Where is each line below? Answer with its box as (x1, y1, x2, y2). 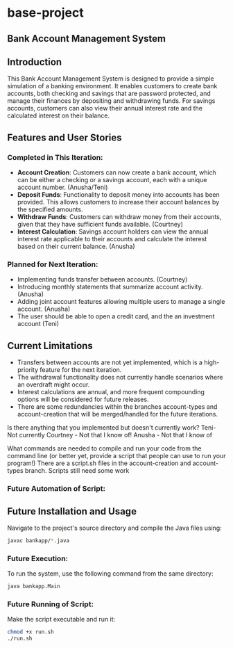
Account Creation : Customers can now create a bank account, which (17, 168, 216, 177)
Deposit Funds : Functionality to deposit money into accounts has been (17, 191, 220, 199)
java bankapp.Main (7, 583, 60, 590)
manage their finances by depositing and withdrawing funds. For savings (7, 97, 216, 105)
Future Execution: (7, 553, 69, 563)
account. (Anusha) (17, 305, 71, 314)
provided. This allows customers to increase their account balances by (17, 198, 220, 206)
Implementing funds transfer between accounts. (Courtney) (17, 275, 188, 284)
